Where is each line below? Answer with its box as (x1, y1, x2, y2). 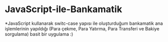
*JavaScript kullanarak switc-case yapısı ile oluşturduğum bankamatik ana (5, 20, 163, 26)
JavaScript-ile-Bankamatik (5, 4, 122, 15)
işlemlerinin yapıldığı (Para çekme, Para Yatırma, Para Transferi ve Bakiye (5, 25, 160, 31)
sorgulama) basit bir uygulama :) (5, 31, 73, 37)
